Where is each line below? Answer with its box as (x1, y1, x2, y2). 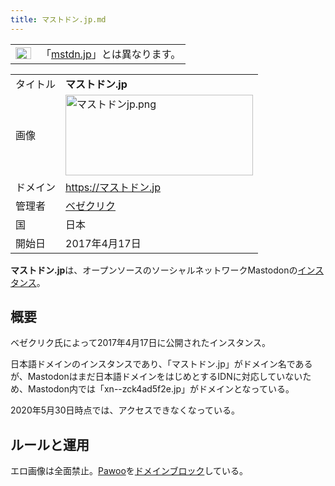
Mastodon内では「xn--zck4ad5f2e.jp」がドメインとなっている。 (27, 383, 295, 395)
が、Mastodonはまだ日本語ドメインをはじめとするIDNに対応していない (10, 371, 303, 383)
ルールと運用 (10, 436, 90, 453)
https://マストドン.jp (65, 180, 161, 194)
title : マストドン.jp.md (10, 14, 107, 25)
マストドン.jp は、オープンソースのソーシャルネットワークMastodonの (10, 264, 298, 276)
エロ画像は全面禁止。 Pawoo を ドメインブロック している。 (10, 465, 248, 477)
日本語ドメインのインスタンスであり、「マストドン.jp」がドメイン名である (10, 358, 313, 370)
